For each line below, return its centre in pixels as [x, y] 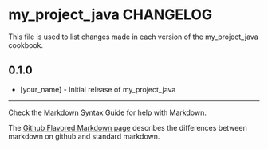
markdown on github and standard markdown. [84, 136]
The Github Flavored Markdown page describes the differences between [128, 127]
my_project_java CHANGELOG [110, 15]
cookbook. [26, 45]
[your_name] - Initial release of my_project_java [98, 89]
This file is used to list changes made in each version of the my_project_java [134, 37]
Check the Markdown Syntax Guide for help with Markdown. [108, 112]
